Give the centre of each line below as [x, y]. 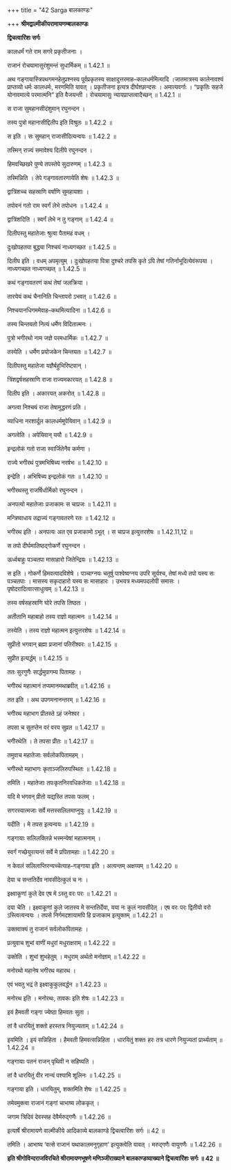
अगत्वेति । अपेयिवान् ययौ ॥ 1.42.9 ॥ [50, 435]
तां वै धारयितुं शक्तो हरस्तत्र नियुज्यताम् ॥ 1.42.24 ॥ [65, 1026]
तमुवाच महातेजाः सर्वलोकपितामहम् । [46, 755]
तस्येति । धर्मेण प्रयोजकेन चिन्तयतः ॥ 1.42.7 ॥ [59, 352]
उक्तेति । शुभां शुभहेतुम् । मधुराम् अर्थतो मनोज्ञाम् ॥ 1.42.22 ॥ [76, 957]
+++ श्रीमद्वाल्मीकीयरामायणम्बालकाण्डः [48, 24]
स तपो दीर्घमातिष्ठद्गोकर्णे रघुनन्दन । [47, 546]
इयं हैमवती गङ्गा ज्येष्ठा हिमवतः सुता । [48, 1012]
